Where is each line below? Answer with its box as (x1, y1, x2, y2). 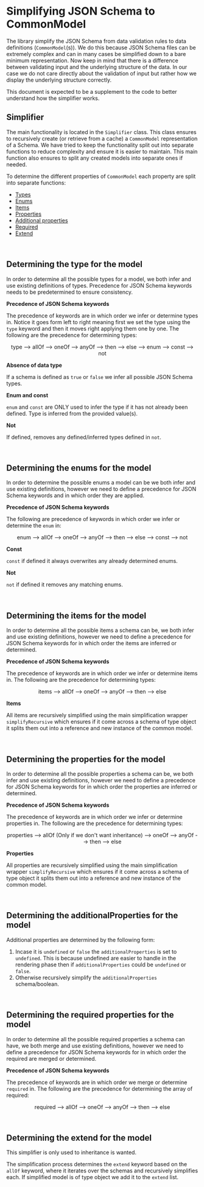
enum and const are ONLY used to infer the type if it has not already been (6, 403, 188, 411)
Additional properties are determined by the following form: (6, 936, 155, 943)
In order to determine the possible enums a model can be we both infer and (6, 479, 196, 486)
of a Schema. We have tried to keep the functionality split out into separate (6, 141, 194, 149)
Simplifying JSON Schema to (6, 4, 155, 18)
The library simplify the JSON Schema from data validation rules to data (6, 37, 187, 44)
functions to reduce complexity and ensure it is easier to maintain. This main (6, 147, 198, 155)
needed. (6, 160, 27, 168)
